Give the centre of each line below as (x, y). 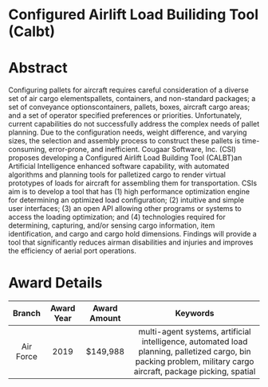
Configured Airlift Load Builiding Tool (134, 15)
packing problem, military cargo (195, 362)
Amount (105, 319)
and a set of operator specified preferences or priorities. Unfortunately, (125, 115)
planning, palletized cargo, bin (195, 352)
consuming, (28, 150)
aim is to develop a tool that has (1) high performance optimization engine (129, 192)
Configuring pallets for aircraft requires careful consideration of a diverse (128, 90)
